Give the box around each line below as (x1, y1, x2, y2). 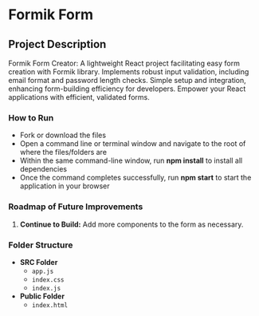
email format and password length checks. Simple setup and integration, (8, 76, 247, 85)
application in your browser (19, 181, 110, 191)
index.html (31, 301, 69, 309)
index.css (31, 275, 65, 284)
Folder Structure (8, 239, 73, 251)
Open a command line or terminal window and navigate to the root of (19, 139, 246, 148)
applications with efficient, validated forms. (8, 93, 150, 101)
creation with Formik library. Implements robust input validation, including (8, 67, 249, 77)
